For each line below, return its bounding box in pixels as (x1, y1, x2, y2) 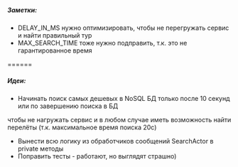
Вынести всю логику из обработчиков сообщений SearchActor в (17, 136, 214, 145)
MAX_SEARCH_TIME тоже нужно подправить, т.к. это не (17, 38, 188, 47)
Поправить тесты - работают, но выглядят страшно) (17, 151, 177, 160)
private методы (17, 144, 64, 153)
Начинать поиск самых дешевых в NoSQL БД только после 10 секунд (17, 94, 230, 102)
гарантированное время (17, 46, 92, 55)
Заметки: (7, 6, 38, 14)
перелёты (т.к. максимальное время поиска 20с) (7, 123, 157, 131)
